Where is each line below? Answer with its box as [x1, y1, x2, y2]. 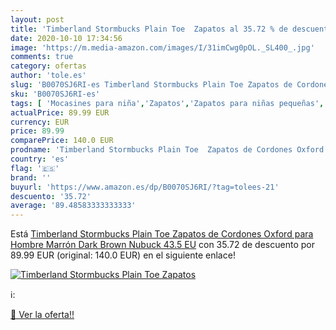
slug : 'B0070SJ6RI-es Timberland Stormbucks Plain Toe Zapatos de [10, 80, 293, 90]
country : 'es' [10, 154, 70, 164]
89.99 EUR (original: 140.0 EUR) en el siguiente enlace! [10, 249, 236, 261]
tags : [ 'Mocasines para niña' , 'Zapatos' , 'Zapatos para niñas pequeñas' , [10, 98, 325, 108]
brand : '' [10, 172, 52, 183]
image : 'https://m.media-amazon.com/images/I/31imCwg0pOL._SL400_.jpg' [10, 42, 315, 53]
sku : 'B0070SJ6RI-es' [10, 89, 101, 99]
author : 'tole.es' [10, 71, 87, 81]
